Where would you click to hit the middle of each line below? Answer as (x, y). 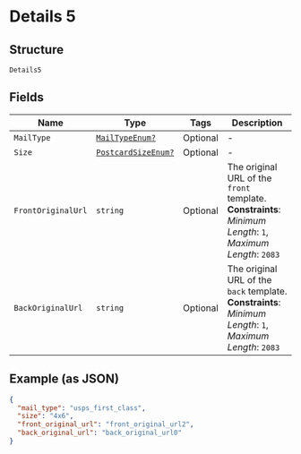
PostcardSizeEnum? (135, 152)
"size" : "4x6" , (46, 416)
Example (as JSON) (64, 379)
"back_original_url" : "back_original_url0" (99, 433)
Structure (37, 50)
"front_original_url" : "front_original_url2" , (106, 424)
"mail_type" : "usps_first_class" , (82, 408)
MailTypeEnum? (126, 137)
